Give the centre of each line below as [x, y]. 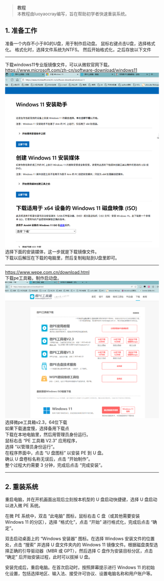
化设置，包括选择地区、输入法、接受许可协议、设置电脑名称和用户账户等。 [80, 573]
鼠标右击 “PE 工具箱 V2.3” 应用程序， [42, 441]
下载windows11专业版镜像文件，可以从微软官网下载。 [59, 64]
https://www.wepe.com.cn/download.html [47, 272]
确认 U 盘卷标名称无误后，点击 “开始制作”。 [49, 459]
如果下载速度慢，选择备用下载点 [37, 429]
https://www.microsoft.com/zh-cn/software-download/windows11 [71, 70]
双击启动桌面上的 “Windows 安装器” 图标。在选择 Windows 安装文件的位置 [80, 538]
